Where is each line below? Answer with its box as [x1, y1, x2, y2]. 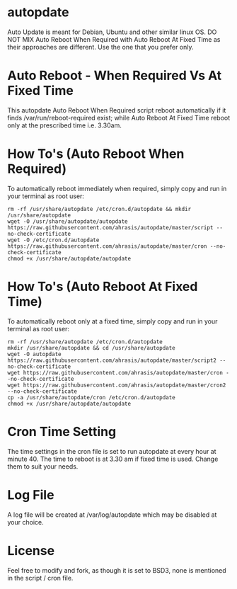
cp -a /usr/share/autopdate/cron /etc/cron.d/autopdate [7, 394, 175, 401]
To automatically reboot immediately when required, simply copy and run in [7, 184, 227, 193]
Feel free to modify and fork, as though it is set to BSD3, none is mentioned [7, 566, 226, 574]
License [7, 542, 55, 559]
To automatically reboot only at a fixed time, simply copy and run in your [7, 316, 218, 326]
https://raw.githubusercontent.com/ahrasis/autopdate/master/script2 [7, 357, 217, 364]
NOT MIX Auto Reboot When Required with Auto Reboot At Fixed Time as [7, 35, 221, 43]
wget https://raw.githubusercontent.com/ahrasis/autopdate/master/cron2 [7, 382, 226, 389]
